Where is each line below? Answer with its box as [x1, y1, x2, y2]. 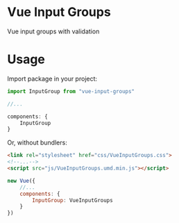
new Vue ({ [7, 177, 36, 184]
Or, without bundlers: [7, 138, 67, 147]
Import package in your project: [7, 74, 98, 83]
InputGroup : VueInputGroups [32, 197, 113, 204]
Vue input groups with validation [7, 27, 100, 35]
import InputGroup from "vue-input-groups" [7, 88, 135, 94]
